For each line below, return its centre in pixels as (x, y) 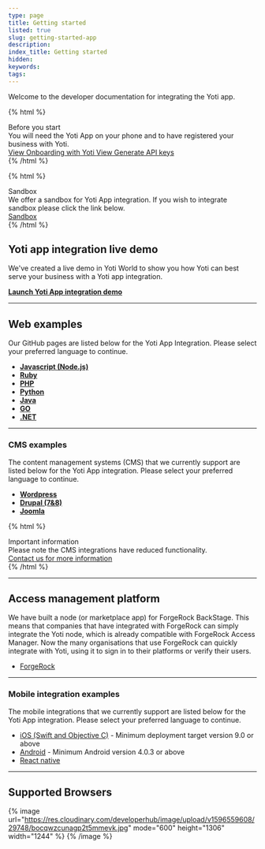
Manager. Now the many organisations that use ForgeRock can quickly (123, 642)
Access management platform (84, 599)
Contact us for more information (60, 558)
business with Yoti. (39, 143)
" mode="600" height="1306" (176, 828)
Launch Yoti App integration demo (65, 292)
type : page (26, 15)
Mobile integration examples (64, 694)
